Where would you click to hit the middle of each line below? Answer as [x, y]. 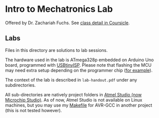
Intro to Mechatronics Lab [59, 9]
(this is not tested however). [34, 110]
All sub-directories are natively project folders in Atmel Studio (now [73, 94]
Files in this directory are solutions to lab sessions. [56, 50]
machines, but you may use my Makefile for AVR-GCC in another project [79, 105]
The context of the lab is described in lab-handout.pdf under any [71, 79]
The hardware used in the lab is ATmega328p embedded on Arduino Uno [79, 60]
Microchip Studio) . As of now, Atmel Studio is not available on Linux [74, 100]
